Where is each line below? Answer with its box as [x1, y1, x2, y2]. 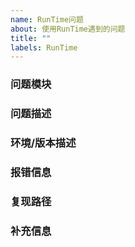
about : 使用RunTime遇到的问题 [10, 24, 126, 34]
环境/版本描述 [10, 136, 77, 150]
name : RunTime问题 [10, 14, 84, 25]
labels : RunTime [10, 42, 78, 53]
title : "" [10, 33, 52, 43]
